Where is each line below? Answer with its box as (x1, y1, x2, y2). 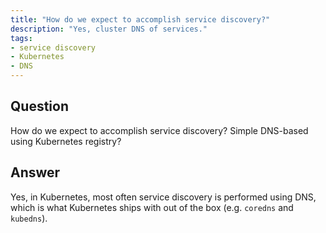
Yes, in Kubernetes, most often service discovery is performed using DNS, (10, 191, 317, 203)
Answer (10, 164, 61, 181)
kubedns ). (10, 212, 48, 224)
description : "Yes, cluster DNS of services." (10, 24, 208, 34)
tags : (10, 33, 33, 43)
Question (10, 98, 69, 115)
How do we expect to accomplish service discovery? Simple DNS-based (10, 124, 309, 136)
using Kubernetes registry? (10, 135, 122, 147)
